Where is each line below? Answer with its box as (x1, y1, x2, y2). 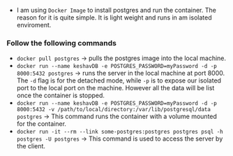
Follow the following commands (6, 38, 116, 48)
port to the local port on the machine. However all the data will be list (16, 84, 215, 92)
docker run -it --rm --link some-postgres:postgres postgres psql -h (16, 129, 224, 136)
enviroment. (16, 21, 52, 29)
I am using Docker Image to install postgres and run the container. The (16, 6, 217, 14)
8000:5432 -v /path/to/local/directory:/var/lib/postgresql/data (16, 106, 211, 113)
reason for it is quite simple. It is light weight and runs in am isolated (16, 13, 212, 22)
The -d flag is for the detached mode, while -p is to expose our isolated (16, 76, 221, 85)
